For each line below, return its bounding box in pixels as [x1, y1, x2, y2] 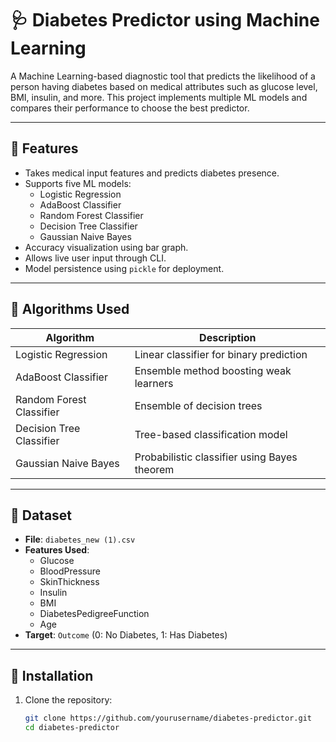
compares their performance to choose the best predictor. [10, 102, 250, 114]
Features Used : [24, 544, 90, 556]
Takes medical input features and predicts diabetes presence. [24, 167, 280, 179]
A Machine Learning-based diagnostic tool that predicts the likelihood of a [10, 70, 316, 82]
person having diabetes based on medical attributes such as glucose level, [10, 80, 318, 92]
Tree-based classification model [134, 427, 288, 441]
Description [199, 330, 257, 344]
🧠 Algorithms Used [10, 301, 130, 318]
